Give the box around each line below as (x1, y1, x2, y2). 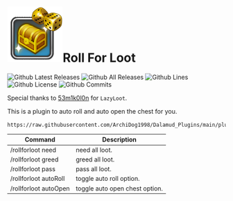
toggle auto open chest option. (76, 184, 163, 193)
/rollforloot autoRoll (10, 175, 65, 183)
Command (24, 135, 55, 144)
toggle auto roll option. (76, 175, 140, 183)
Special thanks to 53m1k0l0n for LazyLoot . (7, 94, 128, 102)
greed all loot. (76, 155, 115, 164)
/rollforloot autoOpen (10, 184, 71, 193)
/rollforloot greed (10, 155, 59, 164)
